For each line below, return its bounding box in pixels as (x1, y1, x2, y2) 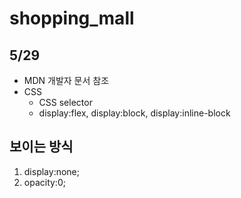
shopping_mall (9, 7, 135, 30)
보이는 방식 (9, 138, 74, 156)
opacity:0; (23, 176, 66, 188)
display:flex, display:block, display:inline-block (38, 107, 231, 119)
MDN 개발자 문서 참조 (23, 75, 110, 86)
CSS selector (38, 97, 93, 108)
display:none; (23, 165, 80, 177)
